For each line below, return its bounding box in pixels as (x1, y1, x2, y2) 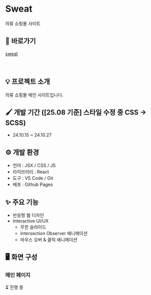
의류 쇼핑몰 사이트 (5, 20, 41, 26)
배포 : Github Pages (12, 181, 53, 188)
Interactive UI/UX (12, 218, 49, 224)
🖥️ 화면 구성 (5, 253, 37, 261)
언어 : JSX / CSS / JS (12, 162, 56, 169)
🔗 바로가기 (5, 37, 36, 46)
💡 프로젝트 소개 (5, 77, 50, 86)
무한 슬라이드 (20, 224, 47, 230)
